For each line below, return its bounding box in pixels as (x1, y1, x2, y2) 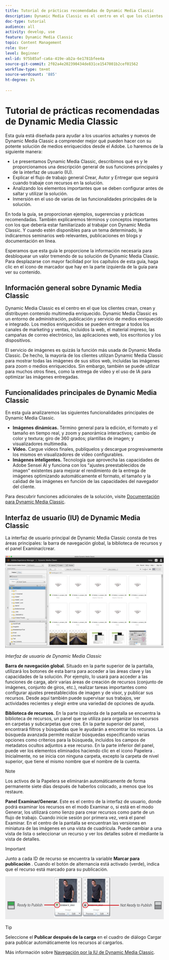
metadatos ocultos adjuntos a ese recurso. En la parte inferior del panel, (5, 742, 155, 748)
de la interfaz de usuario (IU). (12, 169, 73, 175)
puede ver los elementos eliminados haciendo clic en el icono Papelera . (5, 748, 155, 754)
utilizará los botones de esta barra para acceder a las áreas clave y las (5, 668, 151, 674)
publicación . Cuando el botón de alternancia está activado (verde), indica (5, 861, 160, 867)
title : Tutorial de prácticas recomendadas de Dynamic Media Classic (5, 8, 154, 13)
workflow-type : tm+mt (5, 67, 51, 72)
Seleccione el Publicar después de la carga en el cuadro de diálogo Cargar (5, 934, 162, 940)
